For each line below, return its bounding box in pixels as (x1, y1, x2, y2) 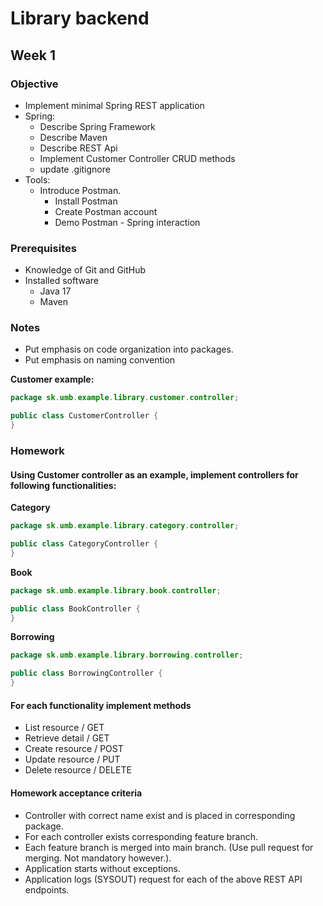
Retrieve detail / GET (24, 732, 110, 744)
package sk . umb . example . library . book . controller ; (10, 585, 222, 596)
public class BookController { (10, 603, 141, 614)
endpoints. (24, 883, 70, 896)
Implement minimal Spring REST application (24, 99, 205, 111)
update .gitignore (39, 163, 111, 175)
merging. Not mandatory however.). (24, 852, 172, 864)
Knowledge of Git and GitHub (24, 264, 147, 276)
